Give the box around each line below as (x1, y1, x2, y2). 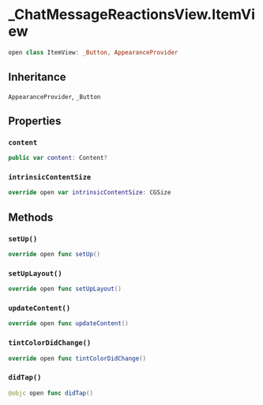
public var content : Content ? (8, 154, 108, 162)
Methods (8, 210, 54, 224)
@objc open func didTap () (8, 389, 93, 397)
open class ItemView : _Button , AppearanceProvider (8, 48, 178, 56)
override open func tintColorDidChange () (8, 354, 147, 362)
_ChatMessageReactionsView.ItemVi (8, 6, 255, 24)
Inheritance (8, 70, 66, 84)
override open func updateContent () (8, 320, 129, 327)
